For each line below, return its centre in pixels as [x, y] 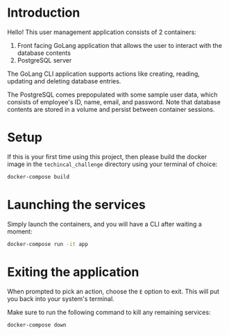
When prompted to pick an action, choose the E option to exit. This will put [113, 291]
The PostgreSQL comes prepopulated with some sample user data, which [112, 95]
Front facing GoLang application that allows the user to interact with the [119, 45]
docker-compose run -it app [48, 244]
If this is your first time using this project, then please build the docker [107, 156]
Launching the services [76, 205]
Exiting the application [73, 272]
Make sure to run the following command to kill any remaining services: [109, 312]
